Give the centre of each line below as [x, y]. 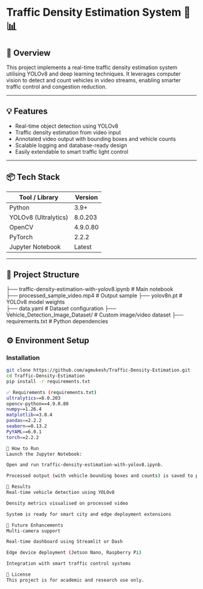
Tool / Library [39, 197]
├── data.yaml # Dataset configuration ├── [61, 309]
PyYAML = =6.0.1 [24, 432]
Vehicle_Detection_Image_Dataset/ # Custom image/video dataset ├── [95, 315]
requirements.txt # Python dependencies [57, 321]
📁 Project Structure [43, 275]
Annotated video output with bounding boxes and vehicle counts [95, 139]
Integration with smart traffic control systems [69, 564]
